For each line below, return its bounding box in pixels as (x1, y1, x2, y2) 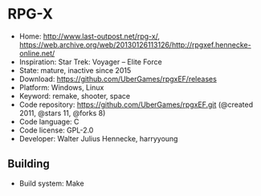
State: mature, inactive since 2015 (18, 65, 132, 75)
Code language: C (18, 116, 80, 126)
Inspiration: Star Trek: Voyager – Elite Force (18, 57, 162, 67)
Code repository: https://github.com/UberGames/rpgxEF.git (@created (18, 100, 254, 109)
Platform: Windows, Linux (18, 82, 104, 92)
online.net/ (18, 48, 55, 58)
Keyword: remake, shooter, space (18, 91, 130, 100)
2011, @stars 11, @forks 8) (18, 108, 106, 117)
